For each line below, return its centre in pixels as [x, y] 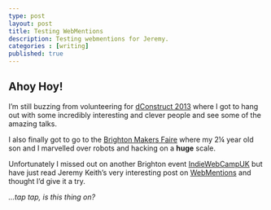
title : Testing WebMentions [56, 31]
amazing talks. [33, 124]
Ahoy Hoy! [36, 87]
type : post [27, 16]
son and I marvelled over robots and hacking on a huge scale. [112, 148]
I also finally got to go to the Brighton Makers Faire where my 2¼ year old [131, 139]
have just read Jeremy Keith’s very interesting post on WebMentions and [130, 173]
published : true [36, 54]
